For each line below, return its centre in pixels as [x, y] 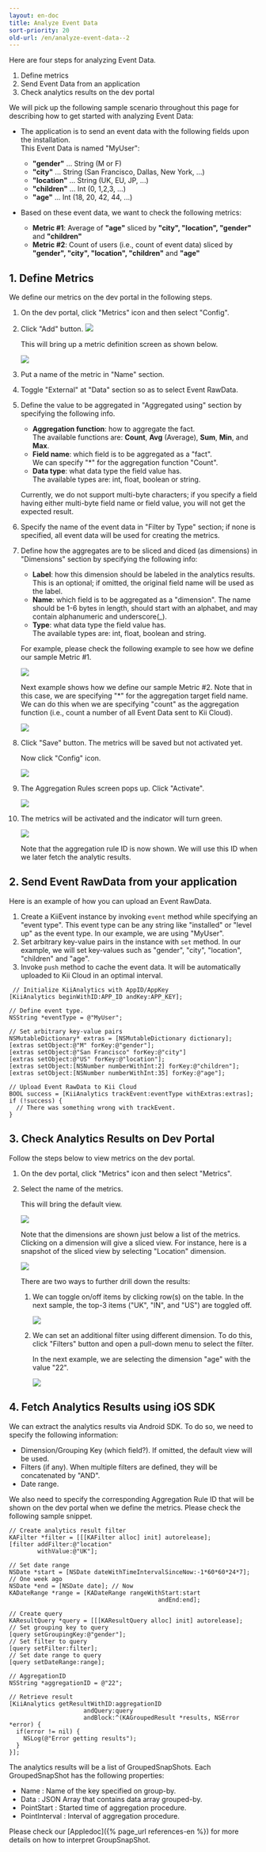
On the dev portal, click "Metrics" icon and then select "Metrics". [126, 1173]
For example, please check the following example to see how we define [137, 649]
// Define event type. [46, 1011]
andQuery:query [108, 1711]
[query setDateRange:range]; [57, 1662]
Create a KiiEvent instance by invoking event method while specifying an [139, 916]
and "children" [57, 236]
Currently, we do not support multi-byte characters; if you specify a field [139, 495]
